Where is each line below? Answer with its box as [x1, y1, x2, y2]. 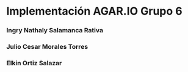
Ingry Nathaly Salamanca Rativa [6, 26, 104, 35]
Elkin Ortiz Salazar [6, 59, 62, 67]
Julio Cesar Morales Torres [6, 43, 89, 51]
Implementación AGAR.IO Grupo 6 [6, 4, 183, 18]
